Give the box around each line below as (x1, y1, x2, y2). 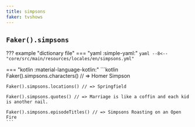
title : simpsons (6, 8, 46, 15)
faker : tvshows (6, 14, 43, 20)
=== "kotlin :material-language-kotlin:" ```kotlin (6, 66, 119, 73)
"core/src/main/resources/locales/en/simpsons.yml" (6, 56, 134, 62)
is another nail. (6, 99, 48, 105)
